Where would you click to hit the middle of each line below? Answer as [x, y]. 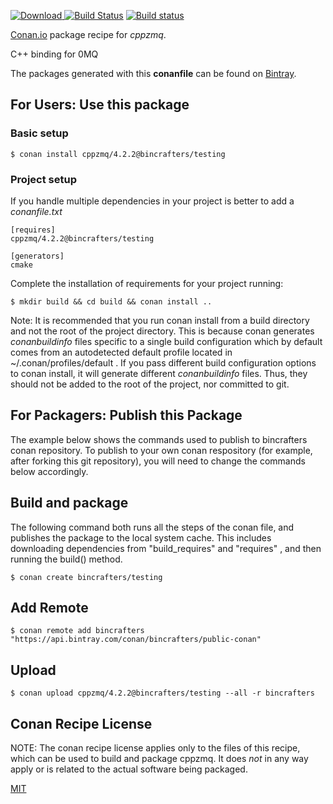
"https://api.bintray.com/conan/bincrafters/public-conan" [136, 640]
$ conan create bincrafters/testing [86, 577]
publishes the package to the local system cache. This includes [141, 537]
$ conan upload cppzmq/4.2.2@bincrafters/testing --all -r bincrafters [162, 693]
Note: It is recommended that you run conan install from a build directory [160, 320]
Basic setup [39, 133]
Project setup [43, 179]
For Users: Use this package [100, 105]
